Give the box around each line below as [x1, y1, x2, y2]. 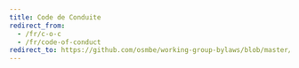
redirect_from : [9, 21, 66, 30]
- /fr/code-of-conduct [17, 37, 101, 47]
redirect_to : [9, 46, 58, 55]
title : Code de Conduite [9, 12, 101, 22]
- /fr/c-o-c [17, 29, 62, 38]
